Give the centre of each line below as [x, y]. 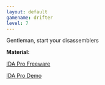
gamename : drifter [30, 18]
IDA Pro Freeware [28, 64]
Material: [18, 52]
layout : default [27, 12]
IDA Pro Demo [24, 76]
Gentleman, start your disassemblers [52, 41]
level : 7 [17, 23]
